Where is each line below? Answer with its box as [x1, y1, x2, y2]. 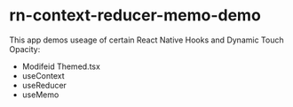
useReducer [21, 80, 67, 90]
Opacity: [9, 43, 41, 54]
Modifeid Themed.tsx [21, 61, 100, 72]
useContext [21, 70, 65, 80]
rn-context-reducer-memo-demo [9, 5, 262, 26]
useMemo [21, 89, 59, 100]
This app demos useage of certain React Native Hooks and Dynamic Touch [9, 34, 284, 45]
